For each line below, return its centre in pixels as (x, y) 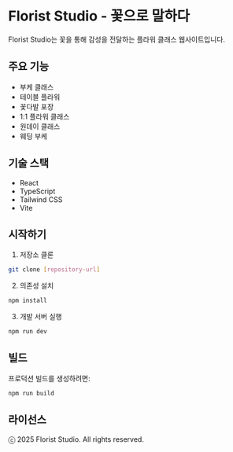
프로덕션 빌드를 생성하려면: (49, 378)
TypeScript (37, 191)
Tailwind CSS (41, 199)
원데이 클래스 (40, 126)
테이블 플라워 (40, 97)
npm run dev (28, 332)
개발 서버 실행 (41, 317)
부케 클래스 (37, 86)
